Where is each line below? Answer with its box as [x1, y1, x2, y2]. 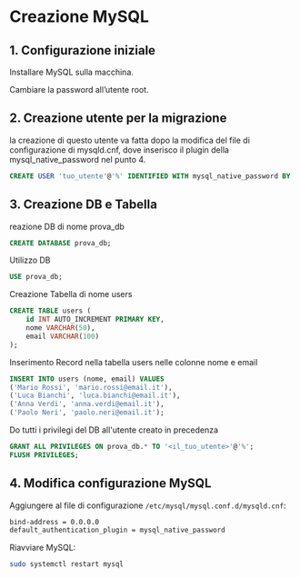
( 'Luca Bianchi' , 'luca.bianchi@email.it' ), [9, 391, 181, 401]
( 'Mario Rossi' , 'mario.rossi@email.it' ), [9, 383, 173, 392]
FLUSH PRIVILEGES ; [9, 450, 79, 460]
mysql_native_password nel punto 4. [9, 154, 146, 164]
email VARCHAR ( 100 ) [25, 332, 100, 341]
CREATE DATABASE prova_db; [9, 238, 112, 247]
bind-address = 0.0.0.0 [9, 517, 100, 526]
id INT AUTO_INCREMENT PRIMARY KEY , [25, 315, 165, 324]
